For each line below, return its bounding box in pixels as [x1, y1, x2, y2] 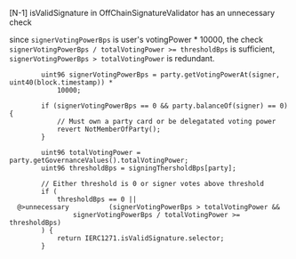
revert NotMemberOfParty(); [56, 125, 162, 134]
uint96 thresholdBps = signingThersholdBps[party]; [41, 164, 237, 173]
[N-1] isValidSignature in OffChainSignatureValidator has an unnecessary [9, 8, 276, 18]
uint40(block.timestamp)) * [9, 78, 114, 87]
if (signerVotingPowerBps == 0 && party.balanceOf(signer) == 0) [41, 101, 289, 110]
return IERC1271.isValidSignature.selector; [56, 234, 225, 243]
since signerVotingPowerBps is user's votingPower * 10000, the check [9, 35, 264, 45]
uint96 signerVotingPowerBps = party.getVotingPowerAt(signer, [41, 70, 280, 79]
